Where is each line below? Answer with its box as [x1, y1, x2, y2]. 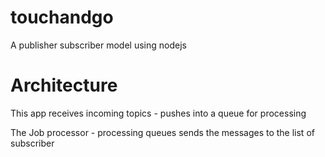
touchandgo [10, 6, 114, 29]
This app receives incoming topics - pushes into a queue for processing [10, 107, 307, 119]
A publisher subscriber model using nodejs [10, 39, 187, 51]
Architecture [10, 74, 118, 97]
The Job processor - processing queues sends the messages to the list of [10, 126, 315, 138]
